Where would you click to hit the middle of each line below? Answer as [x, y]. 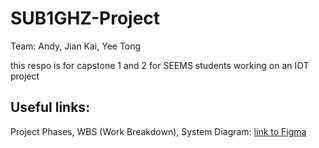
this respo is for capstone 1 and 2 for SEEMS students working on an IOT [160, 65]
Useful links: [50, 107]
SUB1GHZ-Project [85, 18]
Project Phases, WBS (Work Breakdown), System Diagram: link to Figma [158, 131]
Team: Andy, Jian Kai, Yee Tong [76, 46]
